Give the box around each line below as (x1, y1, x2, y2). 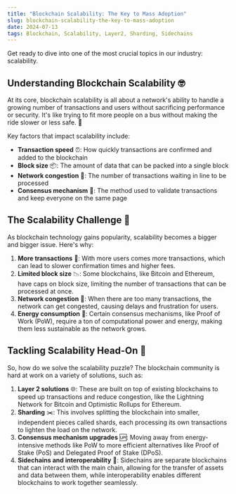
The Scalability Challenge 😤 (7, 214, 131, 226)
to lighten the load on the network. (17, 425, 117, 433)
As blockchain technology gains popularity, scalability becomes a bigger (7, 233, 217, 241)
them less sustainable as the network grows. (17, 324, 147, 333)
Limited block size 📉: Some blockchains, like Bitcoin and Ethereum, (17, 269, 215, 278)
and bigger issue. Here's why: (7, 240, 94, 248)
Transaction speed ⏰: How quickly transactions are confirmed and (17, 146, 212, 154)
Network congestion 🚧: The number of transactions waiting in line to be (17, 172, 227, 180)
